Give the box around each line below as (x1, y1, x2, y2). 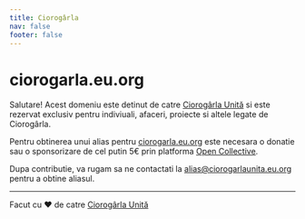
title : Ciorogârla (9, 13, 79, 23)
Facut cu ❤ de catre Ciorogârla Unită (9, 199, 149, 210)
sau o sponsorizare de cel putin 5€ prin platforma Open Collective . (9, 146, 259, 157)
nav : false (9, 22, 51, 31)
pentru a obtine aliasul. (9, 174, 95, 184)
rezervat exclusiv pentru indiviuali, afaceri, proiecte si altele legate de (9, 109, 269, 120)
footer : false (9, 30, 64, 39)
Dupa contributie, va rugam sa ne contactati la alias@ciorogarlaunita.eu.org (9, 164, 292, 174)
